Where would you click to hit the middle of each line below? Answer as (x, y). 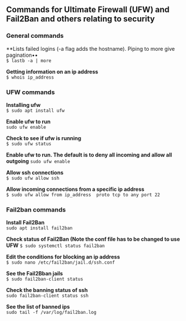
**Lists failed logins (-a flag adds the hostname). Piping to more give (91, 48)
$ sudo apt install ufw (36, 111)
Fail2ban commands (36, 209)
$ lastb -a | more (29, 61)
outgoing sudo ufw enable (38, 161)
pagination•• (22, 55)
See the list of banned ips (38, 307)
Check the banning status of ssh (47, 290)
